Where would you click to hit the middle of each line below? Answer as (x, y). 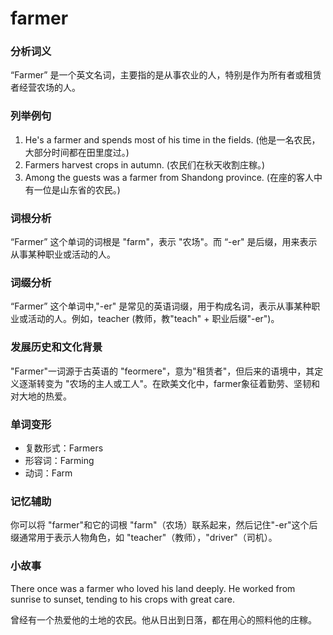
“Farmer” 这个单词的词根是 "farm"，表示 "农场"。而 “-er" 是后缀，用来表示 (164, 242)
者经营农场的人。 (45, 88)
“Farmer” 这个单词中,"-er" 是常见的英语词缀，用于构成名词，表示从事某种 (161, 306)
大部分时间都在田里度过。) (77, 152)
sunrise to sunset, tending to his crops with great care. (122, 599)
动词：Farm (48, 473)
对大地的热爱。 (41, 396)
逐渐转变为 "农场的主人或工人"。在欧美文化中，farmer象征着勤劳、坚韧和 (169, 383)
